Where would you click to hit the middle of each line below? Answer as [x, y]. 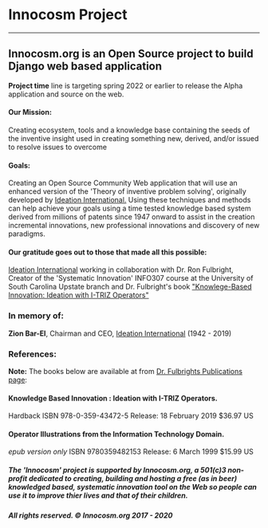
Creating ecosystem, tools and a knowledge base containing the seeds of [129, 130]
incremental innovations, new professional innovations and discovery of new [134, 226]
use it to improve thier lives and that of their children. [99, 495]
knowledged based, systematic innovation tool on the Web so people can [132, 487]
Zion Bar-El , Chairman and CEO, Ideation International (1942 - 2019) [120, 333]
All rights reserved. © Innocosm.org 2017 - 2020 [91, 515]
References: [33, 354]
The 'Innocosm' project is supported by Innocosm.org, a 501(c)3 [117, 470]
